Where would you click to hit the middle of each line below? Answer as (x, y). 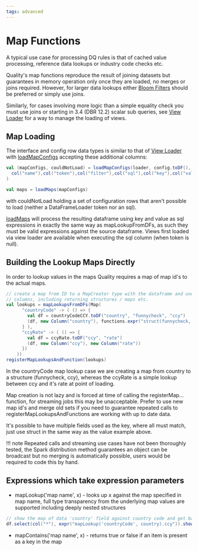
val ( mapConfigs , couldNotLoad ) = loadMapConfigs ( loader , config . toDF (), (99, 168)
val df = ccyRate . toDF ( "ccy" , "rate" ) (75, 338)
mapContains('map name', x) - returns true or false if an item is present (101, 535)
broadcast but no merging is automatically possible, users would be (88, 456)
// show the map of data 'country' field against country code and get (96, 518)
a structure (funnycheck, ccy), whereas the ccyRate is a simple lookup (92, 378)
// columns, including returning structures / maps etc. (77, 299)
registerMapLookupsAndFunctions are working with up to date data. (89, 414)
